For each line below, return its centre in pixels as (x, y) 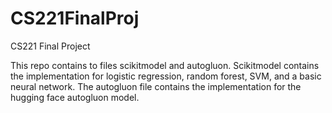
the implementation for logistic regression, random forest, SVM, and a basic (166, 76)
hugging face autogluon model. (75, 97)
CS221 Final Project (50, 46)
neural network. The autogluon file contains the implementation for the (156, 86)
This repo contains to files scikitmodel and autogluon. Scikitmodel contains (165, 65)
